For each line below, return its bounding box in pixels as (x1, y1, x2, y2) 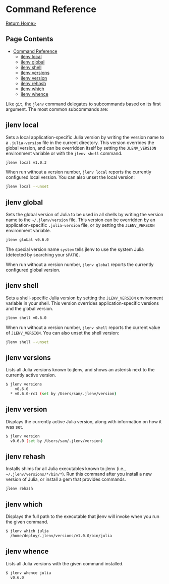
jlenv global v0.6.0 (6, 237, 49, 242)
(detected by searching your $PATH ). (6, 252, 80, 257)
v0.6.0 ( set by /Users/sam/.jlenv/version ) (10, 438, 103, 443)
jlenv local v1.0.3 (6, 160, 47, 165)
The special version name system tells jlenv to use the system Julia (6, 246, 144, 252)
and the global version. (6, 305, 53, 311)
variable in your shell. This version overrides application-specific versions (6, 300, 159, 306)
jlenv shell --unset (6, 339, 49, 345)
